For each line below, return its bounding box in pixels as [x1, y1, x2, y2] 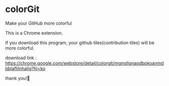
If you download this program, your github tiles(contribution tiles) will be [5, 39, 155, 46]
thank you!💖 [5, 75, 30, 81]
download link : [5, 54, 37, 61]
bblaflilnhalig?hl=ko [5, 65, 46, 71]
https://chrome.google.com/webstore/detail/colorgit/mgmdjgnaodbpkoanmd [5, 60, 164, 66]
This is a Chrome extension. [5, 30, 63, 36]
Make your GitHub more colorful [5, 20, 72, 26]
